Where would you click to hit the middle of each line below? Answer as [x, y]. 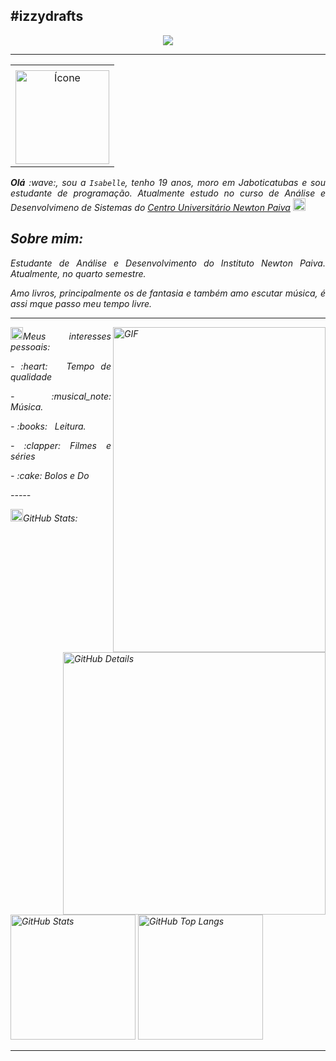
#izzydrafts [47, 16]
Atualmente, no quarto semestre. [78, 273]
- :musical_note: [61, 396]
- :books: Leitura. [48, 426]
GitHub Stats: [50, 518]
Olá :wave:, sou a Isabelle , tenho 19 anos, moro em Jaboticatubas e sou [168, 182]
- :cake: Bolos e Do [50, 475]
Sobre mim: [47, 239]
